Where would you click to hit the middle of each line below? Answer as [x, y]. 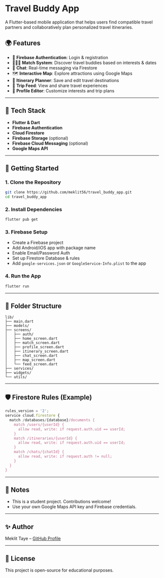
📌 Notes [17, 490]
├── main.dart [20, 321]
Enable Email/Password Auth [41, 253]
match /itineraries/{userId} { [46, 438]
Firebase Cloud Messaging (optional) [50, 143]
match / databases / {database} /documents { [52, 420]
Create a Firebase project [38, 243]
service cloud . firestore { [32, 416]
